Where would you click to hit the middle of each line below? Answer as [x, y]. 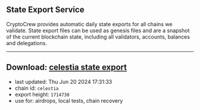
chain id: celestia [37, 88]
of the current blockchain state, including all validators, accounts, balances [98, 37]
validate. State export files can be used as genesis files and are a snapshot [98, 30]
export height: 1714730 [42, 94]
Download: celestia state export [67, 67]
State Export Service [45, 10]
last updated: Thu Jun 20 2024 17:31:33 [63, 81]
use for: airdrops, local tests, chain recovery [69, 100]
